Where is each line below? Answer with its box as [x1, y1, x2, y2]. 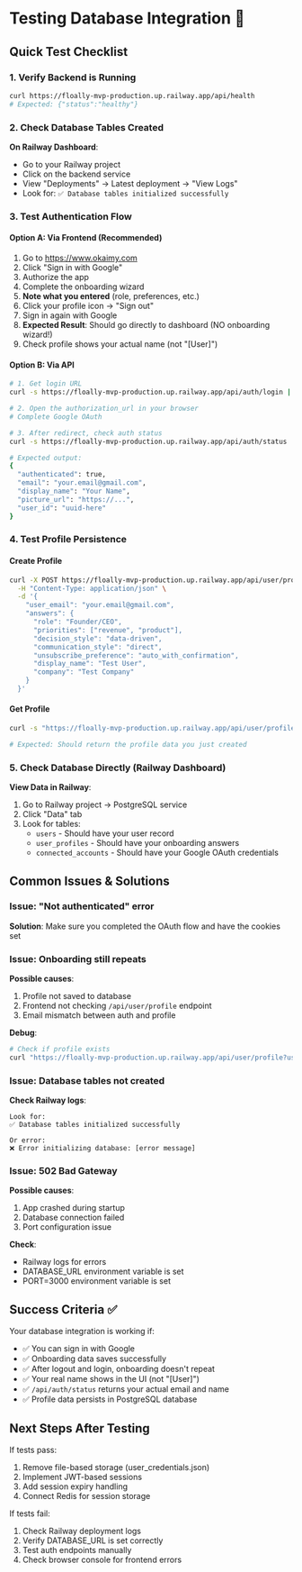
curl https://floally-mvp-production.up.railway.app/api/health [9, 91, 255, 100]
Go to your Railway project [22, 159, 121, 169]
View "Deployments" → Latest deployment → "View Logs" [22, 177, 238, 188]
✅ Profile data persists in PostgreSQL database [22, 1394, 198, 1404]
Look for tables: [22, 819, 81, 830]
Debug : [9, 1027, 38, 1039]
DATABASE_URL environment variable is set [22, 1266, 184, 1277]
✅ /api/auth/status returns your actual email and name [22, 1384, 229, 1395]
